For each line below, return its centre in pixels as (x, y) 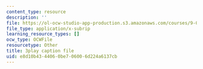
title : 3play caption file (40, 51)
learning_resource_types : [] (43, 34)
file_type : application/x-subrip (48, 28)
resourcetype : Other (32, 46)
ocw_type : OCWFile (29, 40)
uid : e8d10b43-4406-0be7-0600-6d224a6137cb (62, 56)
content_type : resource (36, 12)
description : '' (27, 17)
